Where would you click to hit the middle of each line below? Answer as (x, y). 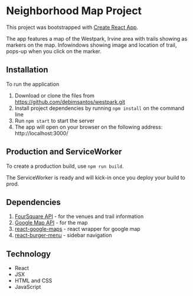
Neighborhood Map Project (74, 11)
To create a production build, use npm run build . (65, 166)
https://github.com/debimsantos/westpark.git (70, 102)
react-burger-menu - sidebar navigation (63, 235)
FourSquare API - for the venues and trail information (79, 216)
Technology (29, 254)
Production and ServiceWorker (64, 152)
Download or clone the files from (55, 95)
